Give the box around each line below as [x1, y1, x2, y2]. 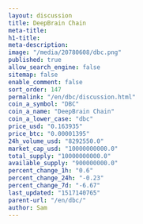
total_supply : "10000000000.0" [8, 152, 111, 160]
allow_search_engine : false [8, 64, 101, 71]
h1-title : [8, 33, 41, 42]
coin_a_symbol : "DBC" [8, 100, 80, 108]
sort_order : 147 [8, 85, 62, 94]
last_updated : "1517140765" [8, 188, 101, 197]
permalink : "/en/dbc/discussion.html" [8, 93, 136, 101]
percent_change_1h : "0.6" [8, 167, 93, 175]
